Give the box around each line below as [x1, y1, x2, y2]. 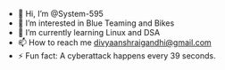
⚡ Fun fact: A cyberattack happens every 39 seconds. [17, 51, 216, 61]
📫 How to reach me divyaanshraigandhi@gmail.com [17, 37, 212, 48]
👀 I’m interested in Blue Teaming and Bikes [17, 18, 175, 28]
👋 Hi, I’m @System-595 [17, 9, 104, 19]
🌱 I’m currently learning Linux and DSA [17, 27, 161, 37]
